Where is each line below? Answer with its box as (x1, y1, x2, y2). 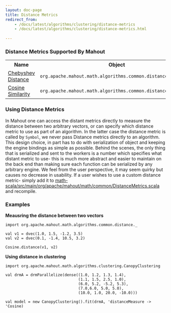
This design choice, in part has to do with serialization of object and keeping (5, 139, 165, 146)
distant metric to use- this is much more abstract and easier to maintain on (5, 155, 162, 161)
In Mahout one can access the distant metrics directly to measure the (5, 117, 151, 124)
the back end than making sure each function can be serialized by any (5, 161, 153, 167)
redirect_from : (5, 17, 38, 22)
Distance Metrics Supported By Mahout (5, 48, 105, 55)
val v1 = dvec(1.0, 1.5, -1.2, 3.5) (5, 231, 83, 236)
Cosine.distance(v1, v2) (5, 245, 58, 250)
